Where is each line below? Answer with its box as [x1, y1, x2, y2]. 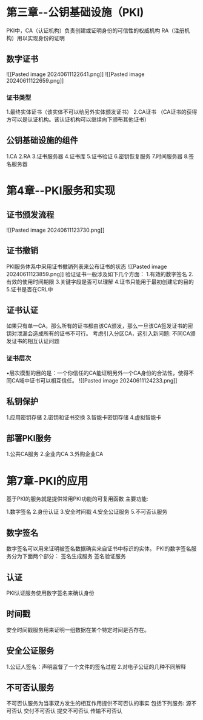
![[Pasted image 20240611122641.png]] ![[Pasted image [6, 71, 145, 78]
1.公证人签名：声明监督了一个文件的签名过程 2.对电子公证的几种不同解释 [6, 663, 187, 670]
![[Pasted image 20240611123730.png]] [6, 226, 105, 234]
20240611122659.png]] [6, 77, 64, 84]
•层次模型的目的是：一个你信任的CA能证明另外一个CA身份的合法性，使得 [6, 369, 189, 376]
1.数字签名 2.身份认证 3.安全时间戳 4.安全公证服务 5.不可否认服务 [6, 508, 168, 516]
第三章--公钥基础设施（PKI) [6, 5, 144, 19]
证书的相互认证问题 [11, 337, 59, 345]
